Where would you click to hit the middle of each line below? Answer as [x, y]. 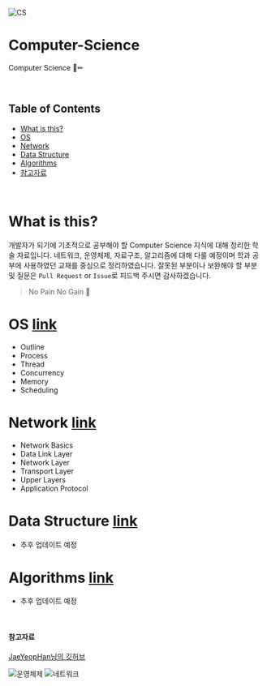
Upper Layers [43, 479]
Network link [52, 422]
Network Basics [47, 445]
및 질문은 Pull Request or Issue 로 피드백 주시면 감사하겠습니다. [110, 275]
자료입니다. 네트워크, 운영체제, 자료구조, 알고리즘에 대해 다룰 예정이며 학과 [133, 255]
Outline [32, 347]
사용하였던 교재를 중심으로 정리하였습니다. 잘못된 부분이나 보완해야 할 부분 [140, 265]
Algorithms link [61, 578]
